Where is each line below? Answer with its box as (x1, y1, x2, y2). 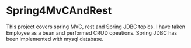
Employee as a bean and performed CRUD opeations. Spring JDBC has (6, 29, 177, 36)
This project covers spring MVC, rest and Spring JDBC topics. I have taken (6, 23, 186, 30)
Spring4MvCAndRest (6, 4, 112, 17)
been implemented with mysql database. (6, 35, 104, 42)
